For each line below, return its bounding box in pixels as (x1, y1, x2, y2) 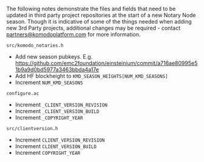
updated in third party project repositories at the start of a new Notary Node (6, 11, 196, 19)
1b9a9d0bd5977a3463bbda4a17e (15, 66, 99, 73)
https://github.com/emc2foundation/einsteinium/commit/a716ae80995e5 (15, 60, 198, 66)
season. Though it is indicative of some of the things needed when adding (6, 18, 192, 25)
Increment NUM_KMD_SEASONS (15, 79, 83, 86)
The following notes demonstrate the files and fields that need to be (6, 5, 176, 12)
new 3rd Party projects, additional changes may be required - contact (6, 24, 181, 31)
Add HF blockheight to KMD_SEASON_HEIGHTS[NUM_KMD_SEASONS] (15, 73, 168, 79)
